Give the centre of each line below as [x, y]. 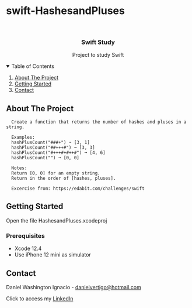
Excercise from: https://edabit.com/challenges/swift [78, 189]
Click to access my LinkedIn [40, 298]
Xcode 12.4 [28, 249]
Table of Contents [33, 66]
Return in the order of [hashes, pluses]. [64, 179]
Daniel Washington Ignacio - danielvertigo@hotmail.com [74, 287]
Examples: [23, 138]
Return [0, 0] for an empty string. [56, 173]
